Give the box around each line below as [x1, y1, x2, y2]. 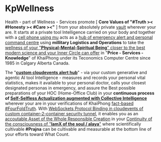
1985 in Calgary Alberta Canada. [5, 60, 70, 66]
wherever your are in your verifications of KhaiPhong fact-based [5, 100, 134, 106]
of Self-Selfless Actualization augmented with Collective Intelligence [5, 95, 147, 101]
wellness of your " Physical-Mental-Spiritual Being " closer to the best [5, 45, 145, 50]
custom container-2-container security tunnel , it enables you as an [5, 110, 138, 116]
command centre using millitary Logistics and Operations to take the [5, 39, 145, 45]
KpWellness [5, 3, 54, 14]
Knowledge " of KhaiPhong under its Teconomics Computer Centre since [5, 55, 151, 61]
